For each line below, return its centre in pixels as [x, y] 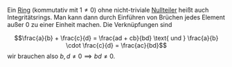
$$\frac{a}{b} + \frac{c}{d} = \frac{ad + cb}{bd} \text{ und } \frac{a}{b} [116, 38]
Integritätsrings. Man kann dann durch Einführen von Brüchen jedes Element [116, 17]
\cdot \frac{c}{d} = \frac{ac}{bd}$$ [116, 45]
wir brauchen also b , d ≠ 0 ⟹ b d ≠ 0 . [61, 56]
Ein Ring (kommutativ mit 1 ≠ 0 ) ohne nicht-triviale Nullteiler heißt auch [108, 10]
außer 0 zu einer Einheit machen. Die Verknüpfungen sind [90, 25]
